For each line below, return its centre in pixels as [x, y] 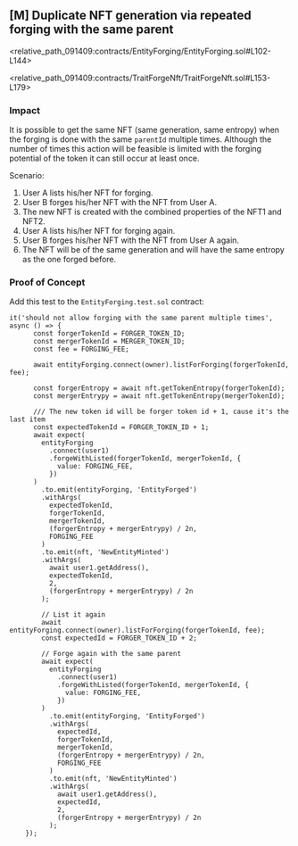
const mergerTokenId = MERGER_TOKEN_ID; [109, 342]
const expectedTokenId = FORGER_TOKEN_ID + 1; [121, 427]
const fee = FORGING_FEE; [81, 349]
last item [28, 419]
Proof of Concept [47, 283]
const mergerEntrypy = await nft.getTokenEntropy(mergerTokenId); [159, 396]
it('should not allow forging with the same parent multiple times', [141, 318]
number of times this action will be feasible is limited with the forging [135, 149]
